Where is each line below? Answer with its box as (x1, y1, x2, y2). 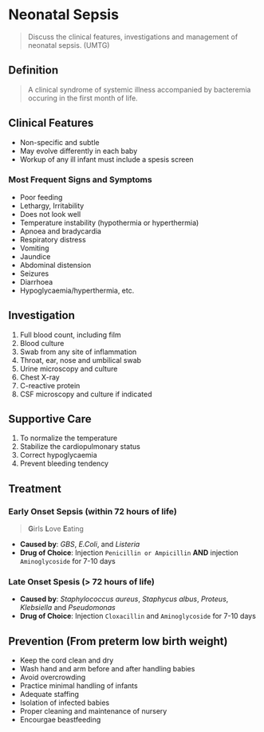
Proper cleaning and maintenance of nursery (19, 706, 167, 716)
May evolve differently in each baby (19, 146, 138, 155)
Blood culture (19, 338, 65, 348)
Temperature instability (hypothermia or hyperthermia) (19, 218, 199, 227)
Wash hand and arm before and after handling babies (19, 664, 195, 674)
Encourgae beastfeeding (19, 715, 101, 725)
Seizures (19, 269, 49, 278)
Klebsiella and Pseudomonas (19, 603, 116, 612)
